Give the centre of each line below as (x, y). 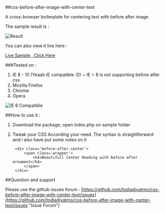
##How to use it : (23, 115)
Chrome (21, 91)
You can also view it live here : (36, 46)
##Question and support (30, 180)
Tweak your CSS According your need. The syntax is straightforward (83, 134)
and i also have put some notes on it (50, 140)
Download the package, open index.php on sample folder (71, 125)
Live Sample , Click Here (30, 55)
